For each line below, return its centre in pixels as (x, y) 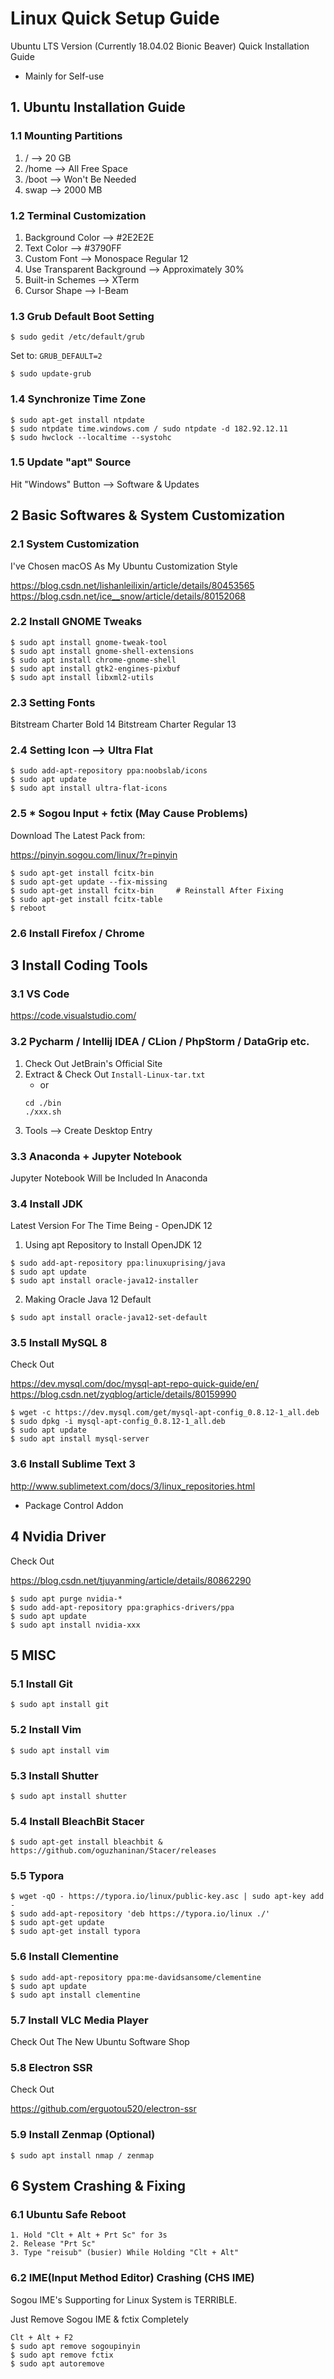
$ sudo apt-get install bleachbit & (86, 1842)
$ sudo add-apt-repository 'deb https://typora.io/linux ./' (140, 1914)
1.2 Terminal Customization (78, 215)
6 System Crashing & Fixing (98, 2186)
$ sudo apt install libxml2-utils (82, 677)
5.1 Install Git (41, 1684)
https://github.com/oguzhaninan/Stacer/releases (113, 1851)
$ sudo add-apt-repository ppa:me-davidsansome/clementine (136, 1977)
